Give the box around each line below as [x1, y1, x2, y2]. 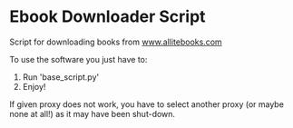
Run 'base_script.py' [22, 71, 100, 83]
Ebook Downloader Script [9, 6, 206, 27]
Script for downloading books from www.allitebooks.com [9, 36, 222, 47]
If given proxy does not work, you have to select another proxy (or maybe [9, 98, 284, 110]
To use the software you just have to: [9, 54, 148, 64]
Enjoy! [22, 81, 46, 92]
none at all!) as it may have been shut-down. [9, 108, 175, 119]
